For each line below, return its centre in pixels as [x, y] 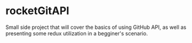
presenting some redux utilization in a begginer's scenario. [77, 33]
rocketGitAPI [37, 11]
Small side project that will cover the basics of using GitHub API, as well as [96, 27]
